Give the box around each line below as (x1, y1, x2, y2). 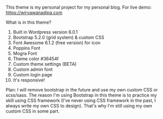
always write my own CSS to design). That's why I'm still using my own (6, 103, 152, 108)
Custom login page (13, 72, 53, 77)
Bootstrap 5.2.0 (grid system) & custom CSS (13, 35, 105, 40)
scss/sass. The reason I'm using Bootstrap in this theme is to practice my (6, 92, 157, 98)
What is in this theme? (6, 20, 52, 25)
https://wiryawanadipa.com (6, 10, 63, 16)
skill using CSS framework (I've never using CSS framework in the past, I (6, 97, 156, 103)
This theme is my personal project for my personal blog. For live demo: (6, 5, 152, 10)
